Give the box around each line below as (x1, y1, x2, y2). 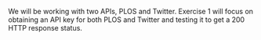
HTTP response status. (8, 24, 82, 32)
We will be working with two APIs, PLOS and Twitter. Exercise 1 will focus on (8, 7, 253, 16)
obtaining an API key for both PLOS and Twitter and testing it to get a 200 (8, 15, 245, 24)
